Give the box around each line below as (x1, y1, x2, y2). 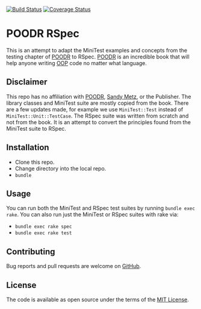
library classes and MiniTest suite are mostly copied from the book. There (6, 99, 189, 107)
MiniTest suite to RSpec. (6, 125, 66, 132)
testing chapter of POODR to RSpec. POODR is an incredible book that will (6, 53, 190, 60)
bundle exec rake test (14, 230, 72, 236)
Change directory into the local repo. (14, 164, 107, 172)
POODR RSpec (6, 27, 80, 40)
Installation (6, 142, 49, 153)
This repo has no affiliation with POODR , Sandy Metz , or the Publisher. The (6, 93, 191, 100)
